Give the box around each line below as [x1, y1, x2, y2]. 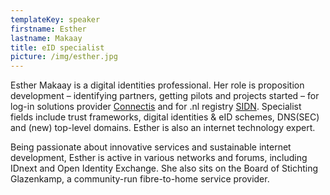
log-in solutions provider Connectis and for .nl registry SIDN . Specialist [10, 101, 302, 113]
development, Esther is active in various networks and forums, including [10, 152, 308, 164]
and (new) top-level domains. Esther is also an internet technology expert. [10, 122, 316, 134]
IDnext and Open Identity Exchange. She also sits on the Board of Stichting [10, 162, 319, 175]
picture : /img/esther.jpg [10, 52, 118, 62]
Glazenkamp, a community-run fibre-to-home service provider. [10, 173, 270, 185]
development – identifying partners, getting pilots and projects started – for [10, 90, 320, 102]
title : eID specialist [10, 42, 105, 53]
